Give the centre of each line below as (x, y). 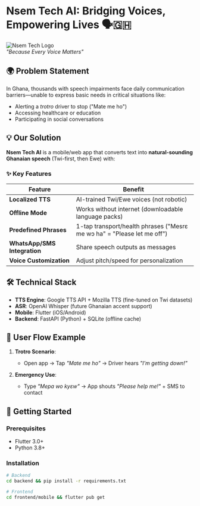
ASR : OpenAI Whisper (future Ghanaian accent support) (84, 306)
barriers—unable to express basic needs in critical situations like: (86, 95)
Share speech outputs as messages (126, 247)
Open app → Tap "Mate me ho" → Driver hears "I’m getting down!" (105, 363)
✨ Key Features (29, 174)
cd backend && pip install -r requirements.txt (66, 481)
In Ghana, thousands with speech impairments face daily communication (95, 88)
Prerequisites (26, 429)
